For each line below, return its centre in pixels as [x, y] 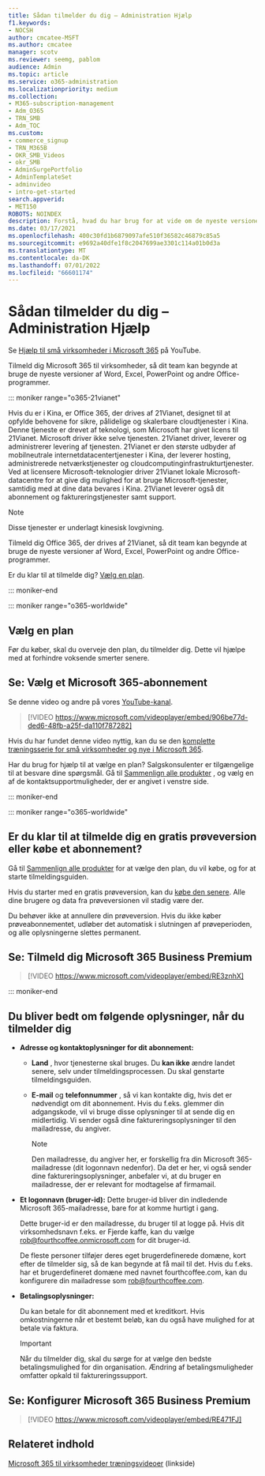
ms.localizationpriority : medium [63, 89]
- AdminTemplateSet [40, 177]
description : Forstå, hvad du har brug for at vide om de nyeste [118, 221]
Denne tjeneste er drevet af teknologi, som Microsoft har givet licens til [123, 430]
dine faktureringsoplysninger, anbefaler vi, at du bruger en [126, 1176]
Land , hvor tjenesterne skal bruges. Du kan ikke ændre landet [133, 1063]
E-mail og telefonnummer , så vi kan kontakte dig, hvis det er [132, 1095]
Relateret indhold [51, 1444]
